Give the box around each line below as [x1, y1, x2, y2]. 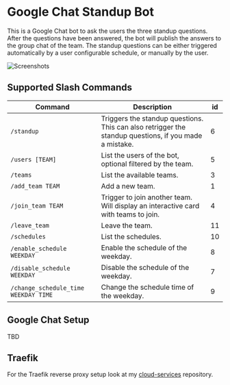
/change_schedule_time [10, 284, 84, 292]
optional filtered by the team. [101, 159, 194, 169]
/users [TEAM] [10, 156, 57, 163]
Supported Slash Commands [7, 82, 132, 93]
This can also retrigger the [101, 122, 186, 132]
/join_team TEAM [10, 201, 64, 210]
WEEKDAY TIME [10, 290, 53, 299]
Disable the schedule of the [101, 262, 190, 272]
